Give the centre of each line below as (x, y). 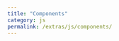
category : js (27, 20)
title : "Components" (38, 14)
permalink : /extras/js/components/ (60, 26)
